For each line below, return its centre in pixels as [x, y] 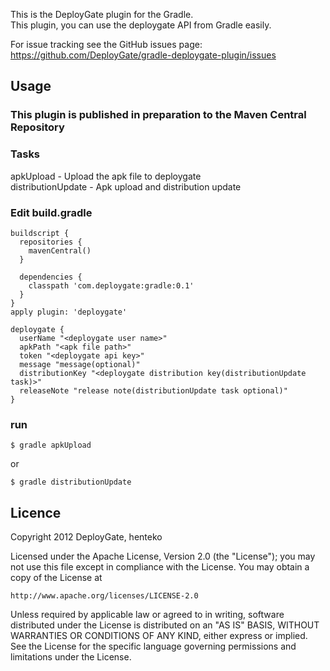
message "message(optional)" [80, 364]
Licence [36, 512]
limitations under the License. [71, 657]
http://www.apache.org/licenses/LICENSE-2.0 [104, 596]
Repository [37, 127]
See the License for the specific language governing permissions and [153, 646]
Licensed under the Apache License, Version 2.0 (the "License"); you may [163, 556]
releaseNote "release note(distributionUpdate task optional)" [153, 390]
